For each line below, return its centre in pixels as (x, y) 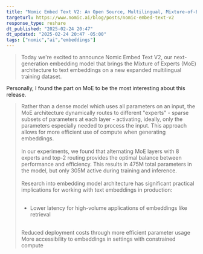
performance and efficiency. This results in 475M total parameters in (106, 164)
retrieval (40, 214)
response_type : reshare (36, 23)
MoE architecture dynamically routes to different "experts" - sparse (105, 113)
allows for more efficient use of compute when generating (93, 132)
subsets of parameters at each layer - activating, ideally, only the (102, 119)
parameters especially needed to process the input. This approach (104, 125)
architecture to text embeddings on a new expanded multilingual (101, 70)
